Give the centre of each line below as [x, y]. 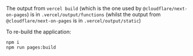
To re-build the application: [39, 32]
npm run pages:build [31, 47]
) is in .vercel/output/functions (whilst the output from [94, 14]
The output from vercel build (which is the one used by [74, 8]
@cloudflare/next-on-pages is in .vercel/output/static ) [74, 20]
